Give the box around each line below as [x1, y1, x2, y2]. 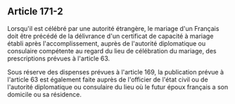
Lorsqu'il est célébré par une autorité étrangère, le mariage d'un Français [7, 24, 220, 32]
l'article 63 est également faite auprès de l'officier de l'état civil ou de [7, 75, 209, 84]
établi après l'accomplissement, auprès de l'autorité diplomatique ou [7, 39, 206, 48]
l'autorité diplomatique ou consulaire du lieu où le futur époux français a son [7, 82, 229, 91]
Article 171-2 [7, 6, 63, 18]
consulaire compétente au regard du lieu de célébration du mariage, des [7, 46, 217, 55]
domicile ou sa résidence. [7, 90, 82, 98]
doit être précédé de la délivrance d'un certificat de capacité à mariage [7, 32, 214, 40]
